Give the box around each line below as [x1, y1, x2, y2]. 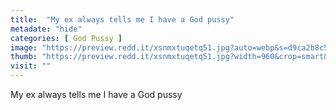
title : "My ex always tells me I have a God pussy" [10, 14, 235, 25]
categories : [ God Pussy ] [10, 33, 123, 43]
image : [10, 42, 38, 53]
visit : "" [10, 61, 52, 71]
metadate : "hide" [10, 24, 83, 34]
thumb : [10, 52, 38, 62]
